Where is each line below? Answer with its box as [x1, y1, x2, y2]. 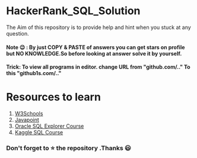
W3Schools [14, 110, 43, 117]
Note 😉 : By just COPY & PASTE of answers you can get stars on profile [6, 43, 185, 51]
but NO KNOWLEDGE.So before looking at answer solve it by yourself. [6, 50, 182, 57]
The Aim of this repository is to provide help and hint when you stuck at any [6, 24, 191, 31]
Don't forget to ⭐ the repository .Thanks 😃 [6, 144, 132, 152]
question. [6, 30, 30, 37]
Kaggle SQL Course [14, 129, 63, 136]
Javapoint [14, 117, 40, 124]
